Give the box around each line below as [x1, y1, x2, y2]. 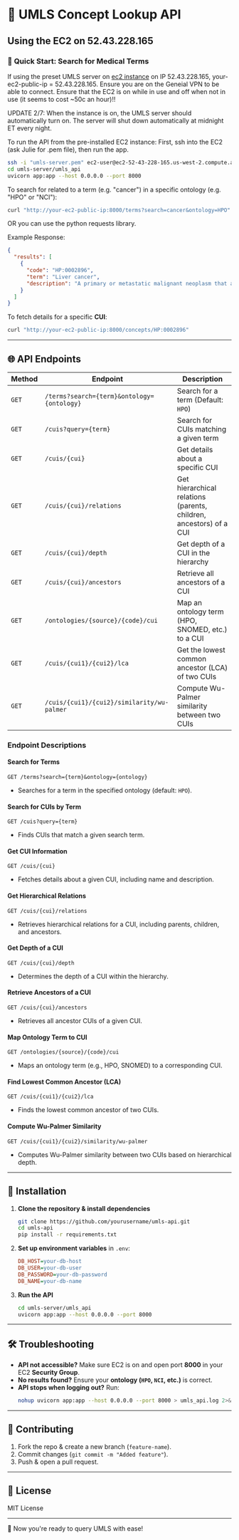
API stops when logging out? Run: [17, 1383, 119, 1392]
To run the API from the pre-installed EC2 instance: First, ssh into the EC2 [7, 137, 223, 146]
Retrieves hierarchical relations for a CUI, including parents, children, [17, 920, 220, 928]
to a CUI [176, 633, 204, 643]
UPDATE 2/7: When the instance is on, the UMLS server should [7, 108, 192, 117]
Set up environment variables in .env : [17, 1244, 130, 1252]
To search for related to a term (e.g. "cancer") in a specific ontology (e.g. [7, 185, 222, 194]
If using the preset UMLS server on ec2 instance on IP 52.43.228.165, [7, 72, 211, 80]
